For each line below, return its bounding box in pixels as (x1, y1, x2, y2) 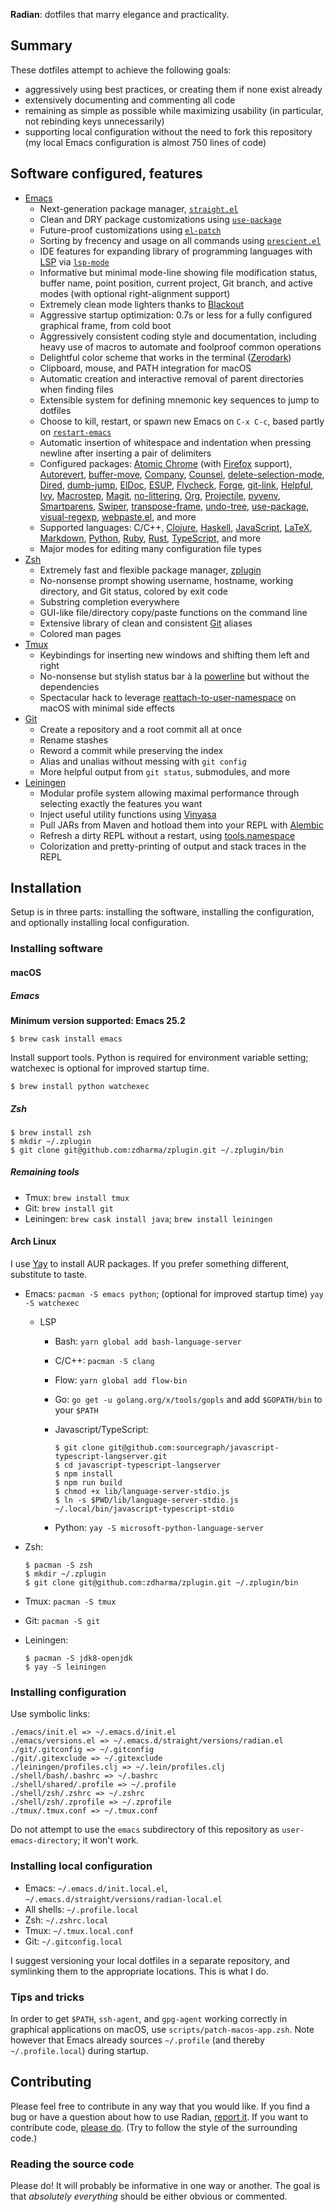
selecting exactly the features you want (39, 797, 203, 809)
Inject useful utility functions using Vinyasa (39, 808, 217, 820)
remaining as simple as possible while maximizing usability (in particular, (24, 104, 324, 116)
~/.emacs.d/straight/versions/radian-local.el (24, 1894, 223, 1904)
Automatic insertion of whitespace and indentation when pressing (39, 436, 312, 448)
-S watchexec (24, 1299, 80, 1309)
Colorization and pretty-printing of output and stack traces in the (39, 840, 307, 852)
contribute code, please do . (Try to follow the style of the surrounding (10, 2121, 298, 2133)
